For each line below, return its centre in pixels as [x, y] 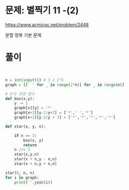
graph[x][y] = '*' [33, 108]
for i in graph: [22, 177]
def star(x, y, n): [26, 126]
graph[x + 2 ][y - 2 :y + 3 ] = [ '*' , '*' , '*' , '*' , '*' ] [65, 117]
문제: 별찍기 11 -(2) [42, 10]
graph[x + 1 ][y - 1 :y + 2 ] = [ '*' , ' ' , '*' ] [54, 113]
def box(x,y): [20, 99]
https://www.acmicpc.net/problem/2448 [47, 25]
